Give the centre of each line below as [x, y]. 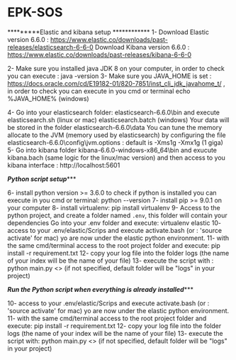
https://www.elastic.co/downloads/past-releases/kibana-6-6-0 [100, 55]
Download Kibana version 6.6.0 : [142, 47]
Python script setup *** [42, 179]
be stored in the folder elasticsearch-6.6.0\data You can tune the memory [115, 127]
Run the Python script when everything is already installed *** [100, 289]
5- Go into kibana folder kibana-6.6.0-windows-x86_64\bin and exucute [112, 150]
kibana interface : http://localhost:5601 [64, 165]
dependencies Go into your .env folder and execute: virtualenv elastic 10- [114, 223]
